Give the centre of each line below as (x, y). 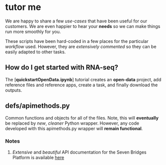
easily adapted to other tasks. (36, 52)
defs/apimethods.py (38, 106)
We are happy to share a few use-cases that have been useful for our (76, 21)
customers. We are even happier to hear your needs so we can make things (83, 26)
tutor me (23, 7)
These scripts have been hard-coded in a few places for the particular (77, 41)
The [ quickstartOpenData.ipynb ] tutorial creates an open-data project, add (83, 79)
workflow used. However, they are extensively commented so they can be (81, 46)
